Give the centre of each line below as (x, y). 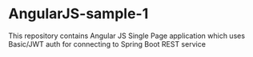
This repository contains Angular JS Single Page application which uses (127, 36)
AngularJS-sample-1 (78, 14)
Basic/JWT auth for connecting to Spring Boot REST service (107, 44)
